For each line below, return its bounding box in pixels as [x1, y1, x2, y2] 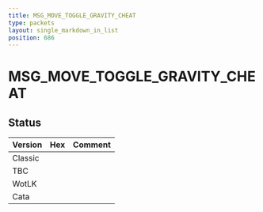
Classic [12, 153, 40, 164]
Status [8, 115, 42, 129]
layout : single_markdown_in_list [8, 26, 119, 34]
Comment [72, 139, 111, 150]
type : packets [8, 19, 55, 27]
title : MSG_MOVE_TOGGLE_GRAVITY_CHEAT [8, 11, 136, 20]
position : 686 [8, 33, 55, 42]
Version [12, 139, 43, 150]
